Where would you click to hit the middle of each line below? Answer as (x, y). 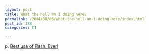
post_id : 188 (19, 23)
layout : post (19, 10)
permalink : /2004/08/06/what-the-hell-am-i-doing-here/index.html (75, 19)
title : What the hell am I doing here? (46, 14)
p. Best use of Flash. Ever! (32, 46)
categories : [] (21, 28)
